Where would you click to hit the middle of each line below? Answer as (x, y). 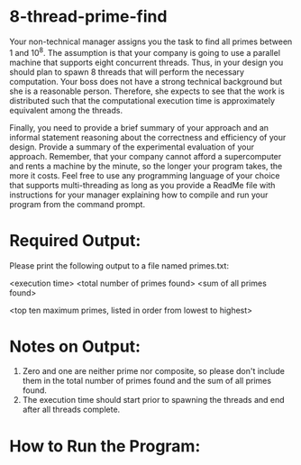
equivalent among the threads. (66, 110)
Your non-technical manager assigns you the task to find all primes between (151, 41)
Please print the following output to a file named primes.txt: (119, 265)
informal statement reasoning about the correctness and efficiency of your (148, 137)
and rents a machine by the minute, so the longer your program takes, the (146, 166)
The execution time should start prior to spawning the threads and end (154, 400)
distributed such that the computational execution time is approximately (142, 100)
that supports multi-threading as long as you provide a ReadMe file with (142, 185)
